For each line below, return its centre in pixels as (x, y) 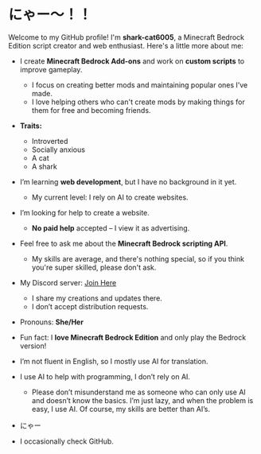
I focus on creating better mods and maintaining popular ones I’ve (140, 85)
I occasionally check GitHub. (66, 441)
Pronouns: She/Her (51, 322)
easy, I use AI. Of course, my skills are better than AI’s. (121, 409)
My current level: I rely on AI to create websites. (110, 197)
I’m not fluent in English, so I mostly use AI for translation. (114, 361)
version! (33, 346)
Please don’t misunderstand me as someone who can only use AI (139, 392)
